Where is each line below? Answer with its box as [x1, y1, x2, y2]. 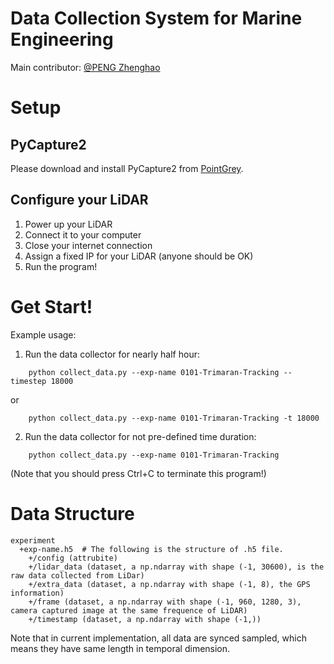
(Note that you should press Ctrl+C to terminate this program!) [10, 467, 267, 479]
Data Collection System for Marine [10, 7, 303, 30]
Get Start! [10, 295, 93, 318]
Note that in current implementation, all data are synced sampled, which [10, 632, 307, 644]
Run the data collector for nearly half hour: [24, 348, 200, 360]
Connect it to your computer [24, 228, 142, 241]
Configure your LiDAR [10, 192, 149, 209]
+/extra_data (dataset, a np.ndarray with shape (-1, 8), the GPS [28, 579, 311, 589]
